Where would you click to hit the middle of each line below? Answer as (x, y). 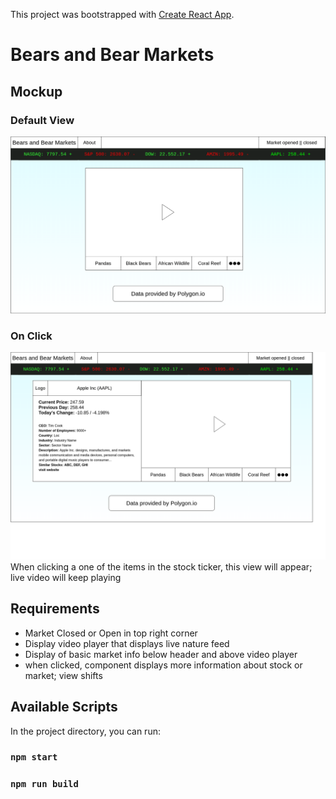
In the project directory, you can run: (85, 731)
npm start (34, 757)
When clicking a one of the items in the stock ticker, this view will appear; (161, 566)
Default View (42, 120)
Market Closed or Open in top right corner (111, 633)
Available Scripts (64, 707)
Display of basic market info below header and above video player (161, 654)
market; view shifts (63, 675)
